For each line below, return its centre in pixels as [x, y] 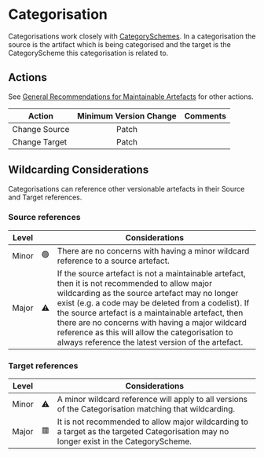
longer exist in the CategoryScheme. [125, 441]
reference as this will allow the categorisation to [145, 332]
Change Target [40, 141]
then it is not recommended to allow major [134, 283]
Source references [44, 218]
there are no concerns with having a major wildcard [152, 322]
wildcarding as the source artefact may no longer [148, 293]
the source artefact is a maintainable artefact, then [150, 313]
